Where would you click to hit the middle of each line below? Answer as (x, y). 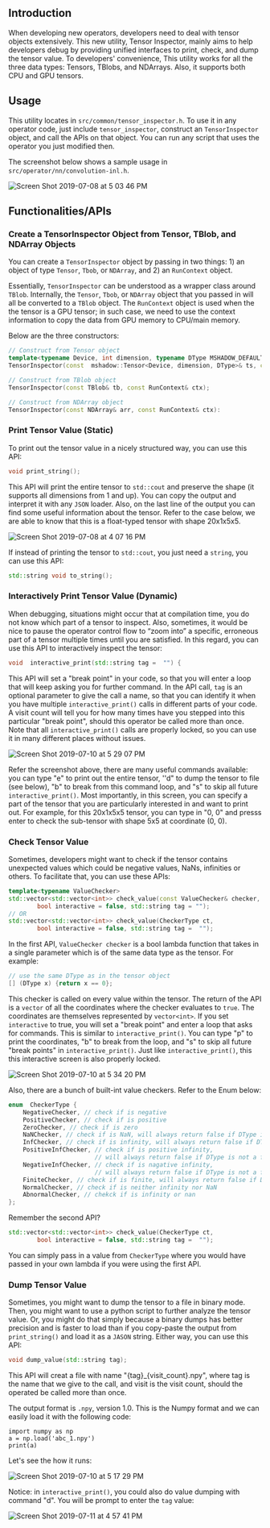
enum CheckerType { (43, 1105)
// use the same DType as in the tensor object (90, 976)
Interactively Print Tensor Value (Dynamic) (93, 596)
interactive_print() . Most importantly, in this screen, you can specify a (128, 795)
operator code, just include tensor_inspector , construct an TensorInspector (133, 129)
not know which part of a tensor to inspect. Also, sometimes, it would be (128, 622)
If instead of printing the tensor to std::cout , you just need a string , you (128, 552)
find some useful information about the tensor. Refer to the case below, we (132, 512)
